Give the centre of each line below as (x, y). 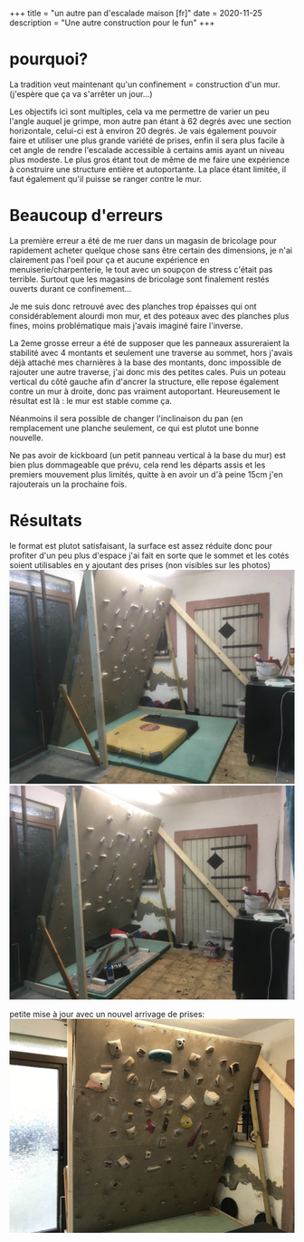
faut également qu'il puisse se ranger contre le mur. (105, 178)
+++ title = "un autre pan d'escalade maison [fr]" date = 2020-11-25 (136, 13)
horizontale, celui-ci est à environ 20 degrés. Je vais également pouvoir (143, 130)
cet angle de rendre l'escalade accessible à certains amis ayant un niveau (147, 149)
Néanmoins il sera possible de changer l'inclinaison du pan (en (126, 418)
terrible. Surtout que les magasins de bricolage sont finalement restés (139, 279)
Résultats (46, 521)
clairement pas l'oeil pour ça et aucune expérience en (109, 260)
